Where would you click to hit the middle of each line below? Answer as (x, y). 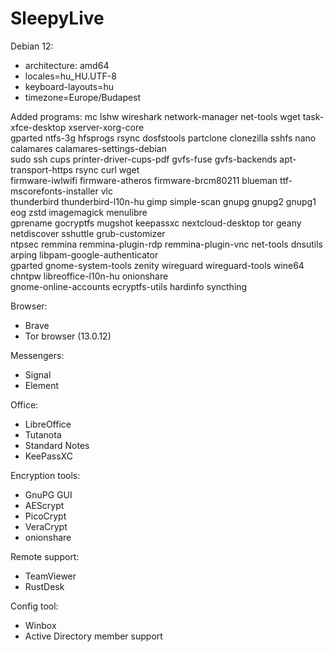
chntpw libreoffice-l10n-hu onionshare (89, 276)
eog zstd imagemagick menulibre (79, 212)
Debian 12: (32, 46)
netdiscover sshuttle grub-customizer (88, 233)
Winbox (40, 625)
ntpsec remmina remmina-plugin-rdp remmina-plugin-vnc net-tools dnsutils (166, 244)
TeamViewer (50, 576)
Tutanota (43, 434)
